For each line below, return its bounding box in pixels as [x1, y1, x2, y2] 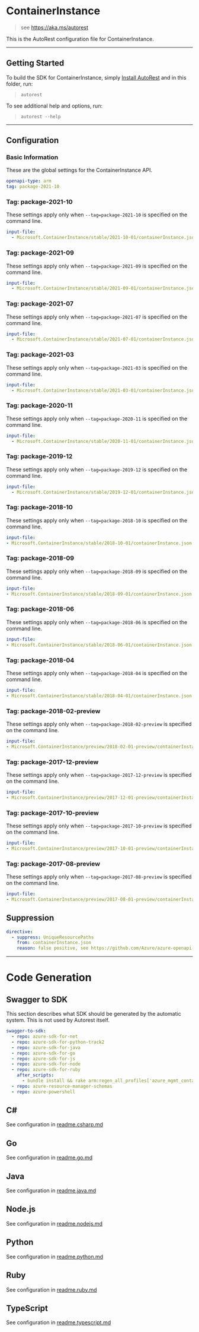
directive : [6, 928, 33, 934]
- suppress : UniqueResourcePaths [11, 934, 94, 940]
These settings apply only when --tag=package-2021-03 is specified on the [6, 364, 188, 371]
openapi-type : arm [6, 178, 52, 184]
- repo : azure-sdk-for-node [11, 1061, 81, 1068]
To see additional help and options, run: [6, 102, 102, 109]
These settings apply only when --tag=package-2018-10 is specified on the [6, 517, 188, 524]
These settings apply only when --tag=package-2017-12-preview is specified [6, 772, 192, 778]
